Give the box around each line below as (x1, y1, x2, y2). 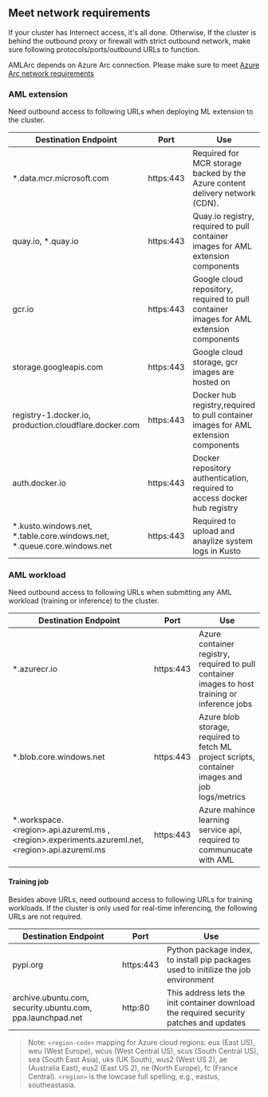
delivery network (192, 188, 256, 199)
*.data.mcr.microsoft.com (12, 173, 109, 184)
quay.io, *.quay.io (12, 236, 79, 247)
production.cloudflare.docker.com (12, 420, 140, 431)
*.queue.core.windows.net (12, 541, 112, 552)
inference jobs (198, 699, 253, 710)
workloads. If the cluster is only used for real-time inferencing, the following (8, 903, 258, 912)
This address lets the (166, 987, 246, 998)
